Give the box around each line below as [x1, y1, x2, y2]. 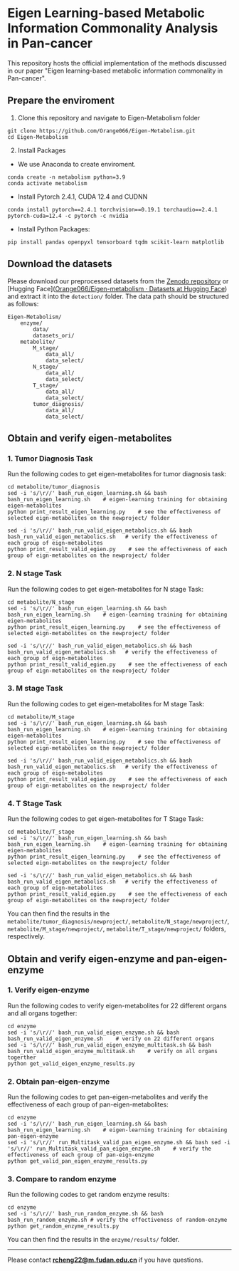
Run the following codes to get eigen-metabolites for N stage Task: [7, 585, 204, 593]
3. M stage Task [7, 684, 63, 694]
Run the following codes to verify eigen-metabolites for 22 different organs [7, 1001, 228, 1010]
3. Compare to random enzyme [7, 1174, 117, 1184]
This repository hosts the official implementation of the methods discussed [7, 58, 227, 67]
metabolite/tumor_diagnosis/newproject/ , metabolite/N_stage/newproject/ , [7, 917, 230, 926]
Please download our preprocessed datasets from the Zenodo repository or [7, 276, 229, 286]
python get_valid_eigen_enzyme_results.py [7, 1060, 135, 1067]
